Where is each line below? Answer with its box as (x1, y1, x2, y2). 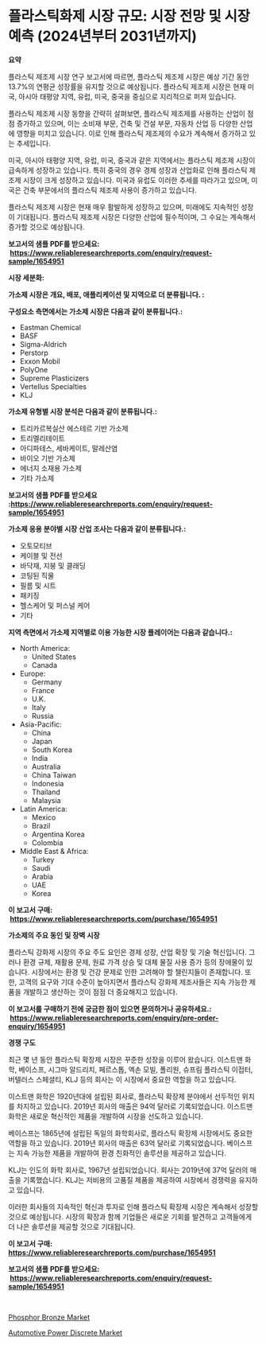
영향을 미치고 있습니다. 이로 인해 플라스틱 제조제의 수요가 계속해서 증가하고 (16, 128, 248, 138)
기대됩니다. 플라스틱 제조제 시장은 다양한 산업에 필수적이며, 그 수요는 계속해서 (16, 212, 256, 221)
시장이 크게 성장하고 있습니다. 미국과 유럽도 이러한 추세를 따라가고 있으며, (22, 175, 250, 185)
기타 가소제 (19, 473, 55, 482)
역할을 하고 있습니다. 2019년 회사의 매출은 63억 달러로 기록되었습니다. (8, 1138, 226, 1148)
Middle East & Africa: (19, 846, 89, 856)
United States (31, 652, 77, 661)
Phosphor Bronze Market (8, 1312, 91, 1322)
